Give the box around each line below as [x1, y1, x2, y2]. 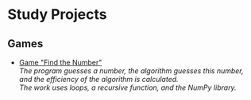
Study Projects [7, 6, 107, 24]
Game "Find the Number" [18, 57, 102, 67]
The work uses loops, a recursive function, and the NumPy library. [18, 83, 237, 92]
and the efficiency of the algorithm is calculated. [18, 75, 180, 83]
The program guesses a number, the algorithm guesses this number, [18, 66, 244, 76]
